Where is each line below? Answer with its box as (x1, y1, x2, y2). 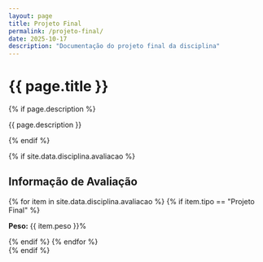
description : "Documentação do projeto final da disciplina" (8, 42, 221, 50)
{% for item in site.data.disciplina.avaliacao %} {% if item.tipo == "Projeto (8, 196, 255, 206)
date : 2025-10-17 (8, 34, 68, 43)
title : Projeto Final (8, 20, 82, 28)
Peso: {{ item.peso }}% (8, 221, 87, 230)
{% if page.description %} (8, 104, 96, 114)
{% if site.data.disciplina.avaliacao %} (8, 151, 136, 161)
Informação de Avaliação (8, 175, 138, 189)
